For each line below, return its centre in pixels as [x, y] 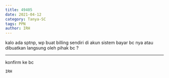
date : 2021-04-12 [23, 14]
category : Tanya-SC [26, 19]
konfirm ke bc [20, 62]
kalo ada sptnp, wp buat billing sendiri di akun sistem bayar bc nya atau [79, 42]
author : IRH [18, 28]
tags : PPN [16, 24]
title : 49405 [19, 10]
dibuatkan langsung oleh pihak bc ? [42, 48]
